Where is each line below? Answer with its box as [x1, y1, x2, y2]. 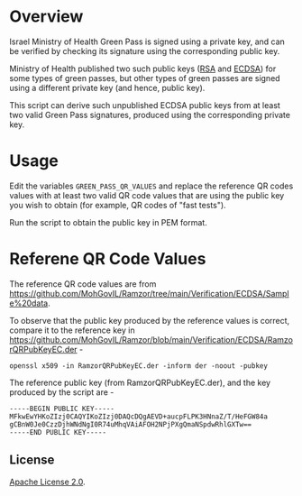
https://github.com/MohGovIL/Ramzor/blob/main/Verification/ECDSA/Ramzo [9, 334, 293, 344]
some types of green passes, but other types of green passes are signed [9, 72, 281, 83]
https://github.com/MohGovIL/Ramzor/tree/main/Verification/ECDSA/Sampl [9, 288, 290, 299]
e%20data [9, 298, 49, 308]
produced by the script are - [9, 386, 114, 398]
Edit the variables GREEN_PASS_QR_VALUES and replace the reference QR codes [9, 180, 294, 191]
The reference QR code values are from [9, 278, 157, 289]
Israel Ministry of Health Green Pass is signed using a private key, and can [9, 36, 286, 47]
